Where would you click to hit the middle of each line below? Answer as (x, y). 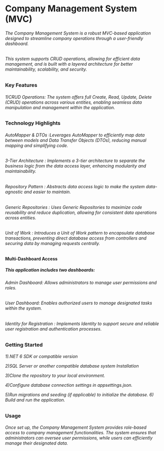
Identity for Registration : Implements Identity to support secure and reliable (82, 324)
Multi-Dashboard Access (31, 259)
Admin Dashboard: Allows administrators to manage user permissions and (81, 283)
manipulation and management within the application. (60, 107)
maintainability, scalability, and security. (46, 69)
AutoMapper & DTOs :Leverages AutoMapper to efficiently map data (75, 135)
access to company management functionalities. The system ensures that (81, 433)
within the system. (24, 308)
